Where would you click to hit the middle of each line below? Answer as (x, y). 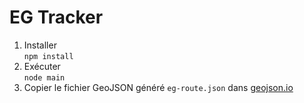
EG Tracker (56, 17)
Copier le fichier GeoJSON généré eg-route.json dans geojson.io (158, 87)
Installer (40, 45)
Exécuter (42, 66)
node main (44, 77)
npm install (48, 56)
